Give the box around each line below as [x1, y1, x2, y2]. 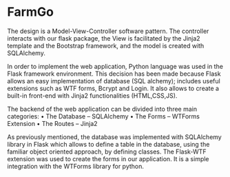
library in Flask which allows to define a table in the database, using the [7, 140, 210, 148]
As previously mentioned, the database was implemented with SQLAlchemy [7, 132, 222, 141]
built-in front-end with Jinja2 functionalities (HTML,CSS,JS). [7, 91, 178, 100]
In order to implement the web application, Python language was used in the [7, 62, 224, 70]
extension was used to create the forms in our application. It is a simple [7, 154, 209, 163]
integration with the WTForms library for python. [7, 162, 145, 170]
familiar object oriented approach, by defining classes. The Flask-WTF [7, 147, 207, 156]
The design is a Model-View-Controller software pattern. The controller [7, 27, 209, 35]
